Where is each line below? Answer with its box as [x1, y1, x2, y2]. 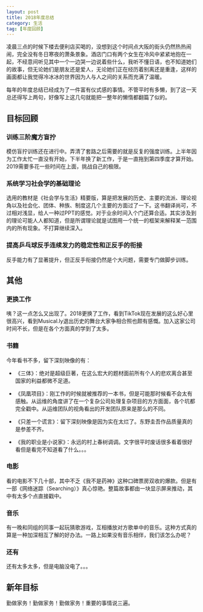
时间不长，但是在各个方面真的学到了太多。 [6, 325, 112, 333]
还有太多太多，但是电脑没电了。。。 [6, 563, 91, 570]
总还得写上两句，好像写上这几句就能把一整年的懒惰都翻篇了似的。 [6, 94, 170, 101]
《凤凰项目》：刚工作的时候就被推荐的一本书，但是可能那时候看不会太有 [14, 389, 193, 397]
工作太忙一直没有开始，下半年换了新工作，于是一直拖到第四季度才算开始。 [11, 155, 197, 162]
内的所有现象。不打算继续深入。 [6, 224, 86, 232]
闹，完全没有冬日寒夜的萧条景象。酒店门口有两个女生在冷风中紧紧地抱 [6, 51, 181, 58]
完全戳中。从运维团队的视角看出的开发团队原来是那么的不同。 [14, 405, 169, 412]
